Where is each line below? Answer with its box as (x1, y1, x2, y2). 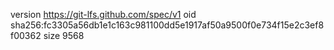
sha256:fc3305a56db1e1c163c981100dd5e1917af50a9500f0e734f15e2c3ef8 (10, 19, 325, 31)
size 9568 (43, 30, 85, 41)
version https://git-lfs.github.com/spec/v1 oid (10, 9, 197, 20)
